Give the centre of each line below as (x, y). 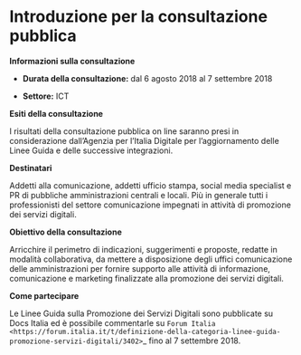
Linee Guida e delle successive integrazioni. (91, 150)
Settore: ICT (46, 96)
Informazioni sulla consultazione (72, 61)
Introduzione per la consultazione (139, 17)
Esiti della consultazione (56, 113)
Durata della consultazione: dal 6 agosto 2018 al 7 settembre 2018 (147, 78)
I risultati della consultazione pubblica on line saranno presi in (124, 131)
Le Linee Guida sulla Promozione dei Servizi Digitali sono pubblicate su (141, 313)
